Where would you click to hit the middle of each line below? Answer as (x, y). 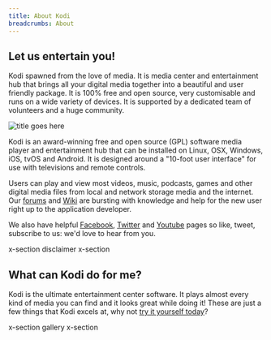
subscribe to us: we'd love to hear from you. (82, 234)
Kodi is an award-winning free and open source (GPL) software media (125, 142)
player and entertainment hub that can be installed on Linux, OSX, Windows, (136, 150)
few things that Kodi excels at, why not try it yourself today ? (108, 312)
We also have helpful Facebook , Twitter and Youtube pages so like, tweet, (132, 225)
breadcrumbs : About (41, 24)
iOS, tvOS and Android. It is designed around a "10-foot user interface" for (133, 159)
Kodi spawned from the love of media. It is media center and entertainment (133, 76)
